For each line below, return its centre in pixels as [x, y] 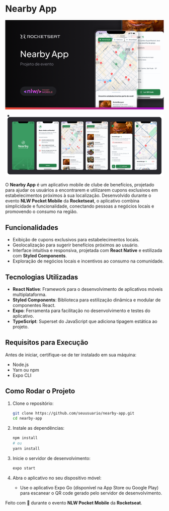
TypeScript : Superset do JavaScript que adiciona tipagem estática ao [85, 321]
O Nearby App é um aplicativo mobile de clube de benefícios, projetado [80, 185]
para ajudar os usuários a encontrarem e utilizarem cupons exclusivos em [82, 190]
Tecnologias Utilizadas [42, 277]
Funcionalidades [32, 227]
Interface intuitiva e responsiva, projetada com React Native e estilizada [87, 250]
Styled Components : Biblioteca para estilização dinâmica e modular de [87, 300]
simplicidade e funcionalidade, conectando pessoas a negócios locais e [80, 206]
